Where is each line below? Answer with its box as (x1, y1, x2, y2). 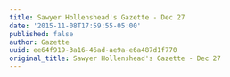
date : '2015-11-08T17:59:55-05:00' (9, 21, 142, 30)
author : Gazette (9, 37, 70, 47)
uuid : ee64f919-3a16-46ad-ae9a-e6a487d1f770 (9, 46, 177, 55)
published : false (9, 29, 74, 38)
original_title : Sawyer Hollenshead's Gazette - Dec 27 (9, 54, 221, 63)
